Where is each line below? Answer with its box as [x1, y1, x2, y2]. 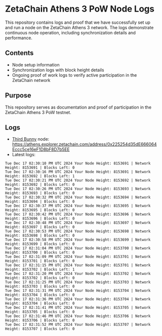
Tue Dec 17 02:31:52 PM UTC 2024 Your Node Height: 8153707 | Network [5, 322, 151, 327]
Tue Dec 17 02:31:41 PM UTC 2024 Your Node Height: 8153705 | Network [5, 305, 151, 310]
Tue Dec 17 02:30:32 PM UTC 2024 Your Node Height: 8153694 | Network [5, 195, 151, 200]
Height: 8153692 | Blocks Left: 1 [5, 174, 75, 179]
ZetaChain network [12, 77, 51, 83]
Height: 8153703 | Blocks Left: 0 [5, 284, 75, 289]
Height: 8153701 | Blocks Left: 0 [5, 258, 75, 264]
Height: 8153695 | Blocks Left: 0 [5, 208, 75, 213]
